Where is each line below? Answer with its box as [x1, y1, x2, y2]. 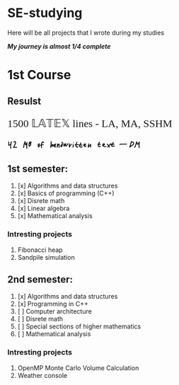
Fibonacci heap [17, 246, 63, 254]
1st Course [7, 67, 71, 83]
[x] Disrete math [17, 197, 65, 205]
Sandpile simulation [17, 253, 76, 261]
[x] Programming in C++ [17, 299, 88, 309]
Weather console [17, 371, 68, 379]
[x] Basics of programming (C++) [17, 189, 115, 197]
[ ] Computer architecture [17, 307, 92, 316]
